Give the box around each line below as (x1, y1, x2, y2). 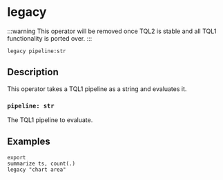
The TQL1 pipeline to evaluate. (7, 116, 93, 124)
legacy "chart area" (7, 166, 67, 173)
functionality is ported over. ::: (7, 34, 93, 42)
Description (7, 66, 59, 78)
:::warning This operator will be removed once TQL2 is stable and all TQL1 (7, 27, 217, 35)
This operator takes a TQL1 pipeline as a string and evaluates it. (7, 84, 187, 93)
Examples (7, 136, 50, 148)
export (7, 154, 26, 161)
